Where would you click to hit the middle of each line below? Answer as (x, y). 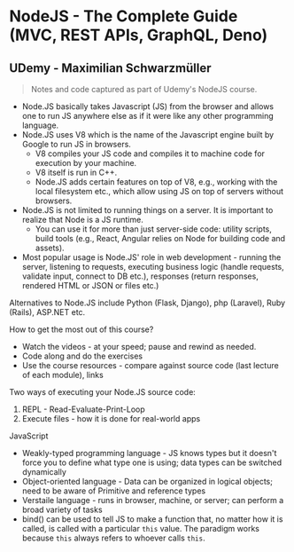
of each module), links (62, 375)
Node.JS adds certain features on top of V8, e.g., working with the (156, 182)
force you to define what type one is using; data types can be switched (152, 462)
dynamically (44, 472)
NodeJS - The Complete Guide (124, 16)
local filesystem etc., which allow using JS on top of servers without (159, 191)
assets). (50, 248)
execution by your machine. (86, 163)
